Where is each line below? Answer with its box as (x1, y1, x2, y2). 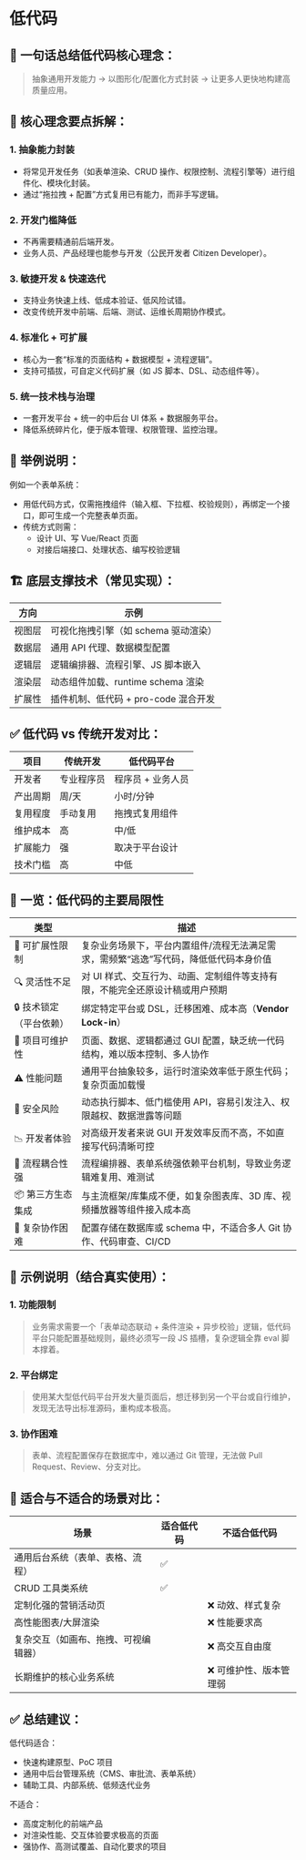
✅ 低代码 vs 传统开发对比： (9, 726, 162, 741)
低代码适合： (9, 1737, 57, 1749)
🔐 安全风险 (14, 1103, 59, 1116)
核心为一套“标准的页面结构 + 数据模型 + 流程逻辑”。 (22, 353, 218, 364)
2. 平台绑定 (9, 1368, 58, 1381)
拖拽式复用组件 (114, 807, 179, 820)
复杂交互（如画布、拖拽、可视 (14, 1633, 143, 1646)
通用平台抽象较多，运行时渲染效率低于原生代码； (81, 1065, 291, 1078)
